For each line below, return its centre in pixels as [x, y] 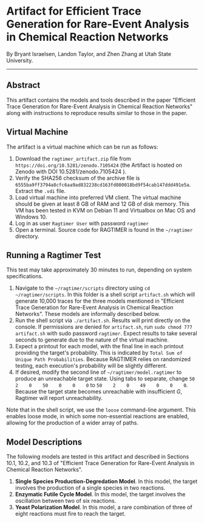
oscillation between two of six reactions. [66, 501]
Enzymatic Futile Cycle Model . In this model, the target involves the [100, 494]
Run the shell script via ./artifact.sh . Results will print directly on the [103, 320]
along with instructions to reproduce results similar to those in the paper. [97, 113]
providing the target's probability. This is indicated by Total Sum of [99, 353]
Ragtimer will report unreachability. [59, 398]
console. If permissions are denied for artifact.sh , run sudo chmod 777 [104, 327]
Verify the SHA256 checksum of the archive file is [77, 178]
